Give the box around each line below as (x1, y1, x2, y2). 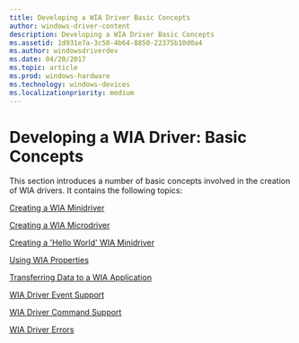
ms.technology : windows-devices (9, 80, 130, 89)
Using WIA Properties (9, 255, 90, 266)
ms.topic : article (9, 64, 78, 73)
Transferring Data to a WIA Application (9, 272, 153, 283)
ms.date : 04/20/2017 (9, 55, 87, 64)
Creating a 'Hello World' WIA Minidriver (9, 237, 155, 248)
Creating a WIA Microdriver (9, 220, 110, 231)
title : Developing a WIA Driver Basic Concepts (9, 13, 191, 22)
